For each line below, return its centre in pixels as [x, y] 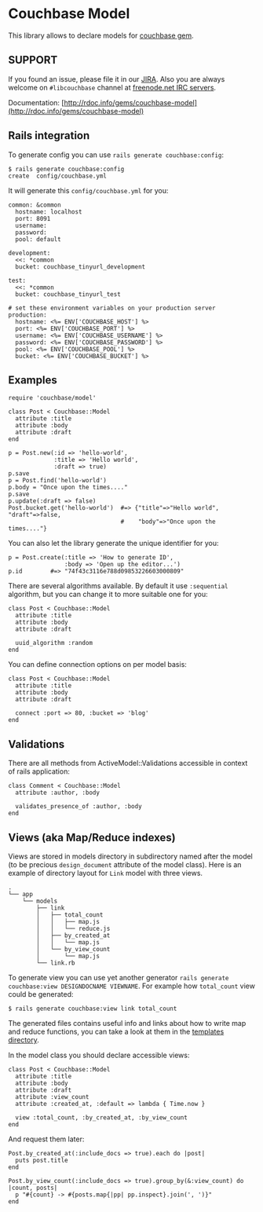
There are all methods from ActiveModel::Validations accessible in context [128, 763]
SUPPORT [33, 60]
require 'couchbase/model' [52, 398]
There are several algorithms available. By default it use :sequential [118, 586]
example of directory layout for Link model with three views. [105, 873]
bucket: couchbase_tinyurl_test [68, 294]
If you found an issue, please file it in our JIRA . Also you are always [117, 79]
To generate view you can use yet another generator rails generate [119, 978]
